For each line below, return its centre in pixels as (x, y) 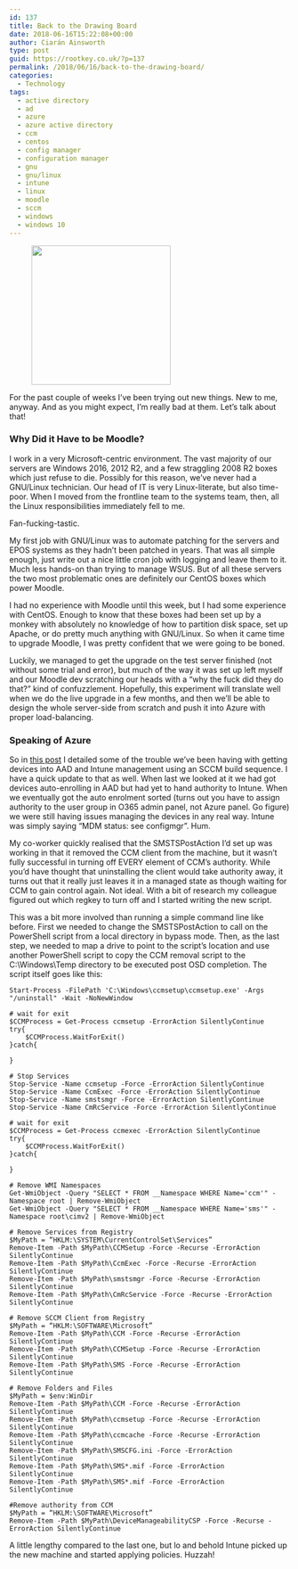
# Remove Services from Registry (71, 1232)
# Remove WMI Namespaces (55, 1186)
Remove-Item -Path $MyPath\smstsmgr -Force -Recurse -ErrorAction (135, 1279)
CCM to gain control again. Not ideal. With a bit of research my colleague (143, 891)
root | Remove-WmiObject (95, 1201)
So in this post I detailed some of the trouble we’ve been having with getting (149, 760)
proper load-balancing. (52, 717)
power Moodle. (37, 587)
